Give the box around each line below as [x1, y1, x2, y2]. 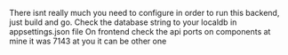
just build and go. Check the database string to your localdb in [9, 17, 237, 27]
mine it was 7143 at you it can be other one [9, 35, 167, 46]
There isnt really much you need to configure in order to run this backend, [9, 8, 280, 18]
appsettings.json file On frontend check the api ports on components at [9, 27, 271, 36]
